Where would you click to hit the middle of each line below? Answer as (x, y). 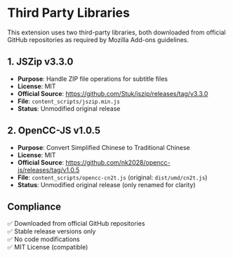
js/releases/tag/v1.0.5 (48, 170)
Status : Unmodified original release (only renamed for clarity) (106, 184)
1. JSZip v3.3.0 (40, 62)
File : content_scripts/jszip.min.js (69, 101)
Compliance (34, 206)
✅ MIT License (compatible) (48, 247)
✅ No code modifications (44, 239)
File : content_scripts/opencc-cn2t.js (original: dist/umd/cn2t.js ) (112, 177)
